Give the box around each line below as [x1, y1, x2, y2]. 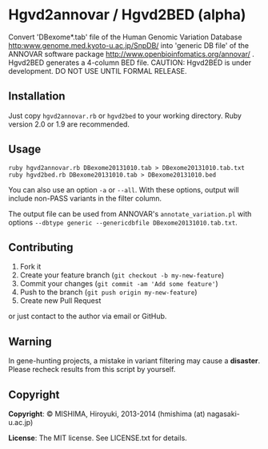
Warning [8, 334, 52, 348]
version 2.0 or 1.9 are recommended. [8, 119, 130, 129]
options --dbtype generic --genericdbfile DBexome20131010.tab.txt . [8, 217, 238, 227]
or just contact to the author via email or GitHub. [8, 311, 167, 322]
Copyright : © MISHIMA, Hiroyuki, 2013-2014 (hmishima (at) [8, 409, 206, 419]
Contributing [8, 241, 74, 254]
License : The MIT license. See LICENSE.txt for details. [8, 433, 188, 443]
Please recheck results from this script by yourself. [8, 365, 176, 374]
